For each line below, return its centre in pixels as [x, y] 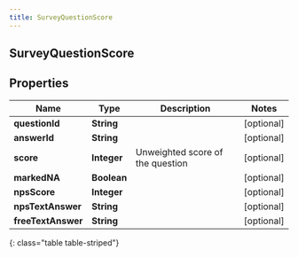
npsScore [35, 191]
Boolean [110, 177]
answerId [34, 137]
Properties [39, 84]
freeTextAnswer [48, 221]
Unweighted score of [180, 152]
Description [185, 108]
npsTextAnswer [48, 206]
